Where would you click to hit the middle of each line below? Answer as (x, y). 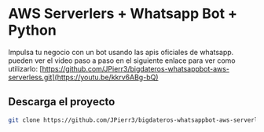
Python (32, 30)
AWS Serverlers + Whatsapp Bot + (123, 14)
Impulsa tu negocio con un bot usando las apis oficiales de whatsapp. (121, 52)
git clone (24, 120)
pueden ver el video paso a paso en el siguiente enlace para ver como (122, 60)
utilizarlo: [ (25, 68)
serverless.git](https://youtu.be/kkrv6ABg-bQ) (83, 77)
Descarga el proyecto (62, 102)
